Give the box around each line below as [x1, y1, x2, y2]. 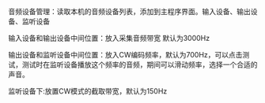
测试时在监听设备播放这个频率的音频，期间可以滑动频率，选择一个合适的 [21, 60, 258, 69]
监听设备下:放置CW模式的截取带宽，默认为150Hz [8, 86, 168, 96]
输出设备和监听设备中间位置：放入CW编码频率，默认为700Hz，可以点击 [8, 50, 243, 59]
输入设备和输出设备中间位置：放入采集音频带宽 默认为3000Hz [8, 34, 210, 42]
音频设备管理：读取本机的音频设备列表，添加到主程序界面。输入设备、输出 [8, 7, 251, 16]
